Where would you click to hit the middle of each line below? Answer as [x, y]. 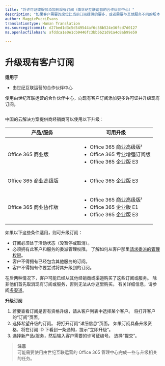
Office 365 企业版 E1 [114, 207]
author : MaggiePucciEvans [31, 19]
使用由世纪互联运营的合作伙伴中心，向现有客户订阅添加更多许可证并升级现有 [82, 98]
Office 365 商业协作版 [33, 207]
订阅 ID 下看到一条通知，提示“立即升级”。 [71, 330]
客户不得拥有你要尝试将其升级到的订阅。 [53, 268]
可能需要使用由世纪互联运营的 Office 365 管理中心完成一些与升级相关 [87, 352]
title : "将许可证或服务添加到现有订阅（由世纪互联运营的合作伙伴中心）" [70, 10]
